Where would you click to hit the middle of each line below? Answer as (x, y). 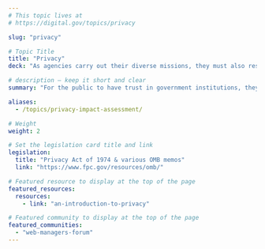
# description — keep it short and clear (77, 81)
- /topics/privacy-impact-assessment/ (79, 109)
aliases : (22, 102)
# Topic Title (32, 51)
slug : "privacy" (35, 37)
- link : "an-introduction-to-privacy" (86, 204)
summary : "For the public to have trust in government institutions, (125, 88)
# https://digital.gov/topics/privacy (72, 23)
